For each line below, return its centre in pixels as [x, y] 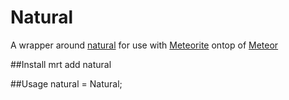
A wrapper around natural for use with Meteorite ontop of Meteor [144, 45]
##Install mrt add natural [61, 64]
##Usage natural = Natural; [66, 83]
